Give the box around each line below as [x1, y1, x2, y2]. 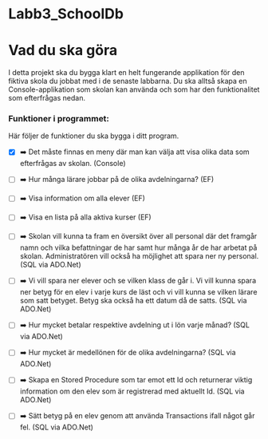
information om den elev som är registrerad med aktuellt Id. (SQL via [19, 386, 245, 396]
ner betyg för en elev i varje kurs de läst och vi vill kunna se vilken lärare [19, 287, 258, 297]
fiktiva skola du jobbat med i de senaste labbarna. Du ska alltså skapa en [8, 77, 247, 86]
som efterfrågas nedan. [8, 93, 86, 103]
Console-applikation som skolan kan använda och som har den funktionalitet [8, 85, 260, 94]
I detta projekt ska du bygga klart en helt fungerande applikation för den [8, 68, 245, 77]
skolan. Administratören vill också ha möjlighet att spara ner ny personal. [19, 251, 259, 261]
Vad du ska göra [8, 42, 118, 60]
